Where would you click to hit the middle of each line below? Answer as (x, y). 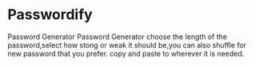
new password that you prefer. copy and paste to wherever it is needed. (126, 53)
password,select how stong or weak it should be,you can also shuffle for (127, 45)
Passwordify (50, 15)
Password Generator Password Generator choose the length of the (118, 37)
